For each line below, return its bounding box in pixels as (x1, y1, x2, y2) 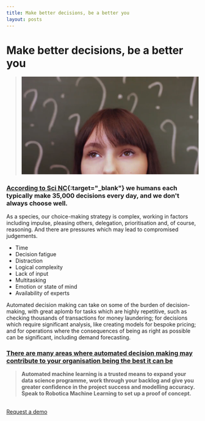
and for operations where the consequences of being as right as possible (6, 327, 191, 334)
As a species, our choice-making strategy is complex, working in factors (6, 212, 189, 220)
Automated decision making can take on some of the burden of (6, 301, 165, 308)
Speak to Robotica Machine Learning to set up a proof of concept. (21, 390, 192, 397)
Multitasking (15, 276, 47, 284)
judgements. (6, 232, 38, 239)
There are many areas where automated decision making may (6, 348, 193, 357)
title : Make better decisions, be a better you (6, 10, 130, 16)
